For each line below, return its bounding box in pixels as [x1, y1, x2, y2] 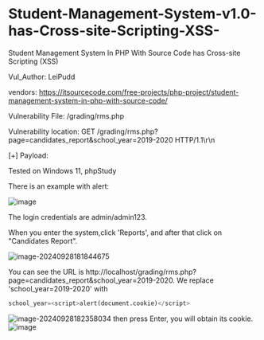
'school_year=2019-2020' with [8, 283, 108, 293]
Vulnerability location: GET [8, 127, 95, 136]
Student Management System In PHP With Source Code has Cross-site [8, 48, 241, 57]
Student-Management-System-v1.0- [8, 5, 257, 23]
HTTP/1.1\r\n [174, 135, 215, 144]
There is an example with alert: [8, 181, 110, 191]
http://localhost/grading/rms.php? [85, 267, 197, 276]
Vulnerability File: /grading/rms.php [8, 111, 125, 120]
